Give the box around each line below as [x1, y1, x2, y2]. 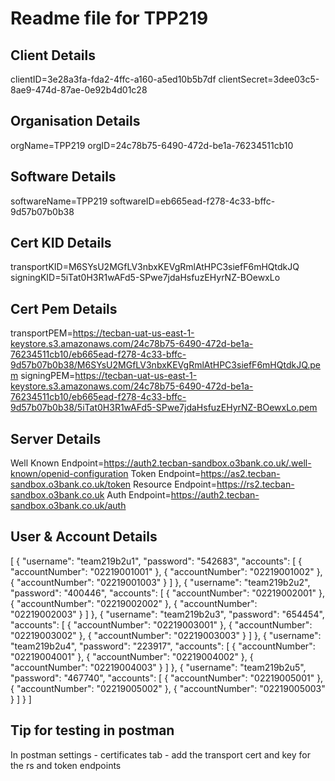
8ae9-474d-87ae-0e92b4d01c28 [10, 84, 148, 96]
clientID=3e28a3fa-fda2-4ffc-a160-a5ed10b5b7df [10, 73, 217, 85]
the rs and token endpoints [10, 759, 122, 771]
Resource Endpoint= [133, 478, 217, 491]
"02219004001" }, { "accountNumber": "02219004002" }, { [10, 650, 254, 662]
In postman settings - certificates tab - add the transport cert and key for [10, 748, 311, 761]
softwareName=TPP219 [10, 195, 108, 207]
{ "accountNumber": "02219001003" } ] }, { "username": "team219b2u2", [10, 576, 311, 588]
